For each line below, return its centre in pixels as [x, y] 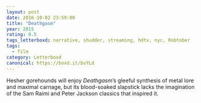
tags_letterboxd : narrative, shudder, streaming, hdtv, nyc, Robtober [98, 40]
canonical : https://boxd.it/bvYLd [51, 63]
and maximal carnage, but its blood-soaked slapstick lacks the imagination [100, 87]
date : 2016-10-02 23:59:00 [41, 18]
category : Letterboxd [34, 57]
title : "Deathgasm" [31, 23]
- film [20, 52]
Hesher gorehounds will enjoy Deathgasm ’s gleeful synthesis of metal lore [100, 80]
